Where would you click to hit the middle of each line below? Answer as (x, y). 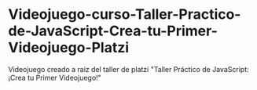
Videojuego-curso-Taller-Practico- (125, 14)
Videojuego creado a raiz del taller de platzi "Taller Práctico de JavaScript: (128, 69)
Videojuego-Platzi (69, 48)
